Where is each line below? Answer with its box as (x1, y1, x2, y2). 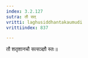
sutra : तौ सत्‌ (6, 14, 36, 20)
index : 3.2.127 (6, 8, 43, 14)
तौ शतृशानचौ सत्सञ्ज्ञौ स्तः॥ (6, 46, 58, 53)
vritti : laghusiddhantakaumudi (6, 19, 83, 25)
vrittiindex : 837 (6, 24, 49, 31)
